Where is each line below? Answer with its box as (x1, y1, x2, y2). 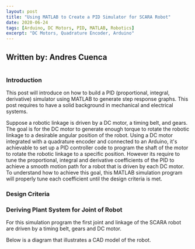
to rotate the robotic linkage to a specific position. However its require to (6, 151, 180, 158)
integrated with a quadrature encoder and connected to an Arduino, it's (6, 138, 177, 145)
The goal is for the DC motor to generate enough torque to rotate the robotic (6, 125, 190, 132)
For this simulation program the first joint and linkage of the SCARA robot (6, 219, 182, 226)
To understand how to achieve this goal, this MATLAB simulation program (6, 169, 183, 176)
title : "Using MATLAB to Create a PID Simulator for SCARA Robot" (6, 14, 171, 20)
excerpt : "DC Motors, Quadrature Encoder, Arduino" (6, 30, 134, 36)
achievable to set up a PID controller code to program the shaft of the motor (6, 144, 189, 151)
